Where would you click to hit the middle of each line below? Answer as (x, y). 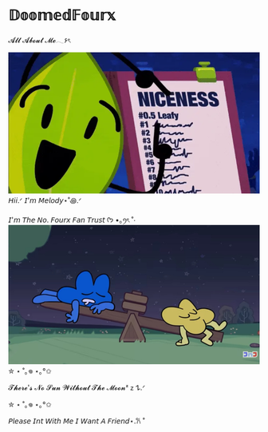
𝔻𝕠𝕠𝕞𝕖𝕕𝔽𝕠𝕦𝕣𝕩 (62, 16)
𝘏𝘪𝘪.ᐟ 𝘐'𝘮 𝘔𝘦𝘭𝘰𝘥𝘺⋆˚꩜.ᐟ (45, 200)
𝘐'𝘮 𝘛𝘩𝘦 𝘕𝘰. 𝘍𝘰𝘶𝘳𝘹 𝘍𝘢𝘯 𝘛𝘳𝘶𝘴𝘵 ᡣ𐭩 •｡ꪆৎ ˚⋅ (72, 220)
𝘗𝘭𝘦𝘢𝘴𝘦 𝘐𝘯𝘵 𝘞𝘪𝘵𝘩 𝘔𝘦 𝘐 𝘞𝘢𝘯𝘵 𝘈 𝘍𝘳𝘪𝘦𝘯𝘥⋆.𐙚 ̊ (76, 421)
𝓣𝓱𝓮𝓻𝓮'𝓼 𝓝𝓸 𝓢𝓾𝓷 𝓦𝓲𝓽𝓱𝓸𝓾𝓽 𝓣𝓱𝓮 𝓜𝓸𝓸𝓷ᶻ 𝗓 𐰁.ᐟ (77, 387)
